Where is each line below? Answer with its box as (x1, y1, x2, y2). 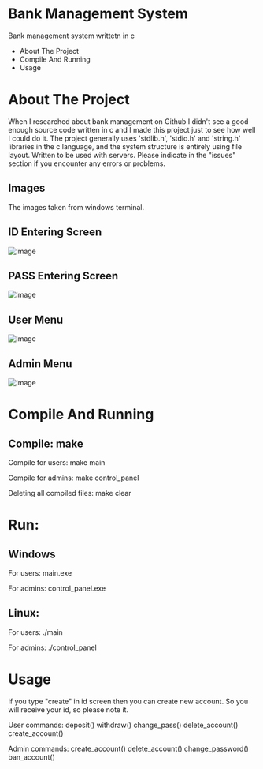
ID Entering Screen (8, 226, 102, 239)
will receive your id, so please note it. (8, 704, 128, 715)
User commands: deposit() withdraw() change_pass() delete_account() (8, 720, 239, 730)
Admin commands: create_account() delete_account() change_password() (8, 744, 250, 753)
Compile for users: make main (8, 457, 106, 467)
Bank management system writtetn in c (8, 31, 135, 40)
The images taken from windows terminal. (8, 202, 144, 212)
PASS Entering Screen (8, 269, 119, 283)
